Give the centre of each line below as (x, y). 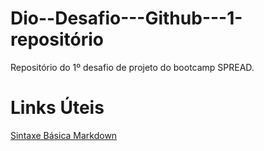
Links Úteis (57, 108)
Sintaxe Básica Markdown (64, 135)
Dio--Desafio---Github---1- (126, 18)
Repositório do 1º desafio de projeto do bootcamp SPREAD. (132, 67)
